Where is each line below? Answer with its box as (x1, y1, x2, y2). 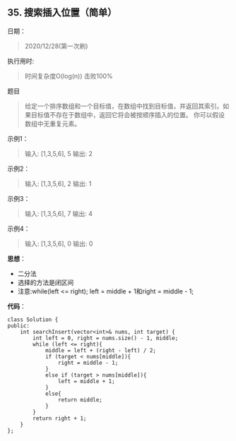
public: (7, 322, 30, 330)
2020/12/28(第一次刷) (24, 42, 88, 50)
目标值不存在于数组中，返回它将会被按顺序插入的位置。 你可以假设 (30, 110, 225, 119)
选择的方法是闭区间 (17, 278, 74, 286)
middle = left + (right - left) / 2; (45, 346, 157, 354)
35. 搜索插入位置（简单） (7, 6, 117, 19)
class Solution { (7, 316, 59, 323)
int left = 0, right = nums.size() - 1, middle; (33, 334, 179, 342)
